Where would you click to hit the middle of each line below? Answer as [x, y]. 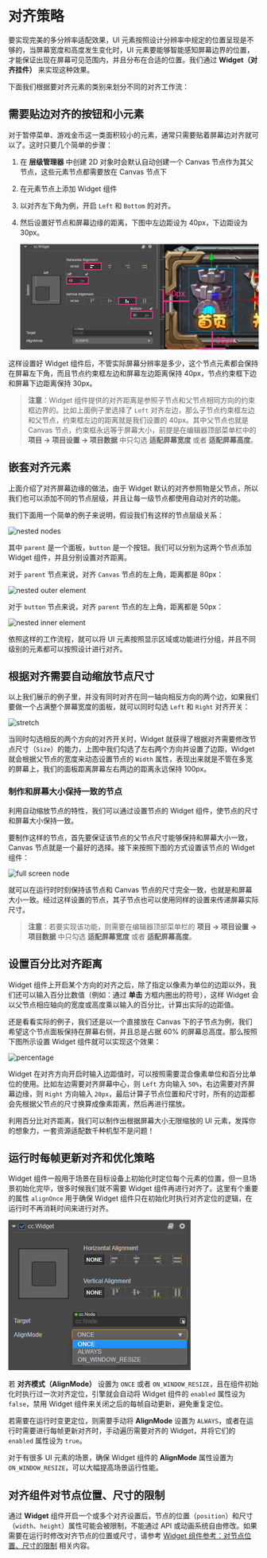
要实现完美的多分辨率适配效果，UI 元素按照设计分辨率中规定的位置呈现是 [128, 40]
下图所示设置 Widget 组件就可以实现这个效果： [85, 1041]
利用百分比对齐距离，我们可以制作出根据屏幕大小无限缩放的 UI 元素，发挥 [129, 1120]
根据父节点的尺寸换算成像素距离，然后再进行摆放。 [105, 1103]
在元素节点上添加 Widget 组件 [68, 189]
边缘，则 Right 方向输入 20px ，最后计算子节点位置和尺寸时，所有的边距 [132, 1093]
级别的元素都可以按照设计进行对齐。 [68, 649]
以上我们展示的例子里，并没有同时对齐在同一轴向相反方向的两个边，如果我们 [133, 697]
